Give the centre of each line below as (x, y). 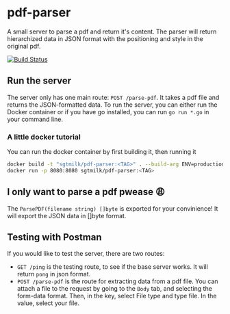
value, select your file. (48, 303)
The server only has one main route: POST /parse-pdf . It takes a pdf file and (113, 97)
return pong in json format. (54, 274)
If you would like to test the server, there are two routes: (86, 254)
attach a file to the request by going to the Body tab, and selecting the (114, 289)
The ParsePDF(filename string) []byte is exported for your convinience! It (113, 208)
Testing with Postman (54, 237)
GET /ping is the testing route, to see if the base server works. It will (113, 267)
